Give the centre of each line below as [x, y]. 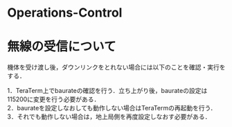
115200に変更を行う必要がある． [54, 99]
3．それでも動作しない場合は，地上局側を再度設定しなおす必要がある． [109, 117]
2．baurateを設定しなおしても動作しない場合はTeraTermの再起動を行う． [112, 108]
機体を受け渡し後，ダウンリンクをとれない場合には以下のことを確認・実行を [116, 67]
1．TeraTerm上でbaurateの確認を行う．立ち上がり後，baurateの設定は [107, 91]
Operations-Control [65, 13]
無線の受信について [62, 47]
